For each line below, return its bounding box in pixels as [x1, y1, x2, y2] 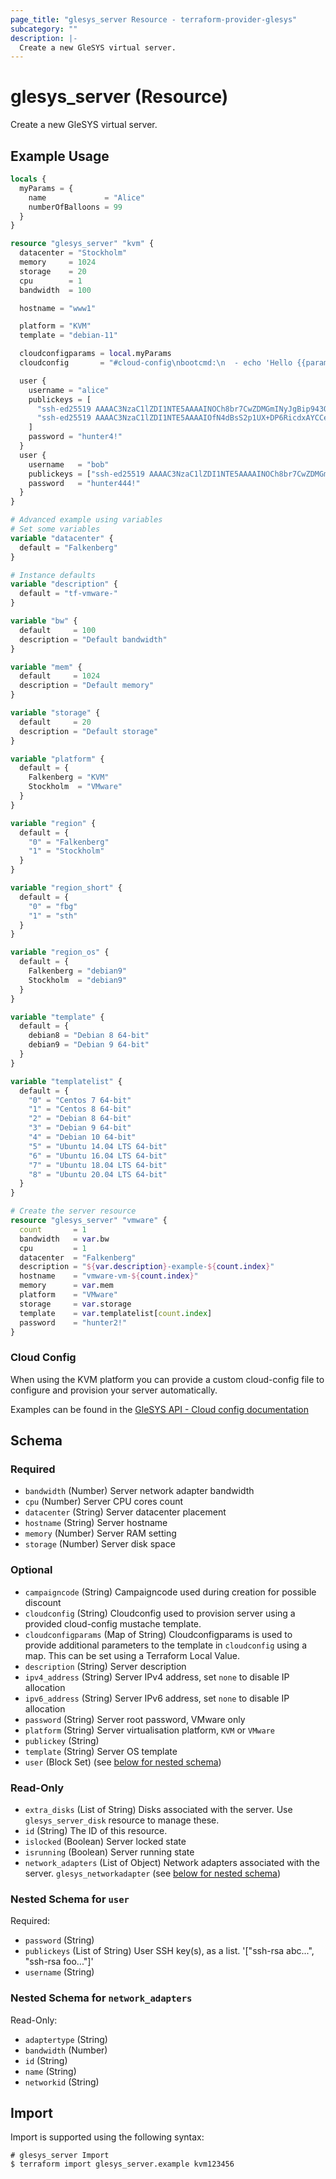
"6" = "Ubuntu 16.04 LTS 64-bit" [28, 1151, 168, 1161]
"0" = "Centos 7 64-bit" [28, 1095, 132, 1105]
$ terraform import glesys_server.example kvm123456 [10, 2159, 235, 2170]
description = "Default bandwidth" [19, 634, 168, 645]
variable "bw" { [10, 616, 78, 626]
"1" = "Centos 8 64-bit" [28, 1104, 132, 1115]
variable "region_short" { [10, 883, 123, 893]
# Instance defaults [10, 570, 97, 580]
